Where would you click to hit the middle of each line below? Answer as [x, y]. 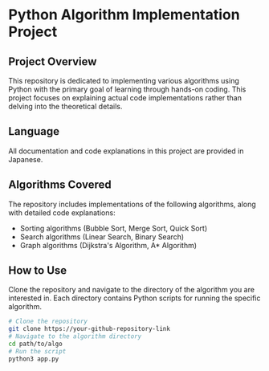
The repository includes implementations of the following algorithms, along [132, 204]
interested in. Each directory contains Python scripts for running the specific [134, 298]
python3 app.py [34, 359]
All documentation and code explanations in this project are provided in [126, 151]
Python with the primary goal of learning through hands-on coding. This [127, 89]
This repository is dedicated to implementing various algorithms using [124, 81]
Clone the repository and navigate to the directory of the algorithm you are [132, 290]
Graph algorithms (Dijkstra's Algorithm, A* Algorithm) [108, 245]
